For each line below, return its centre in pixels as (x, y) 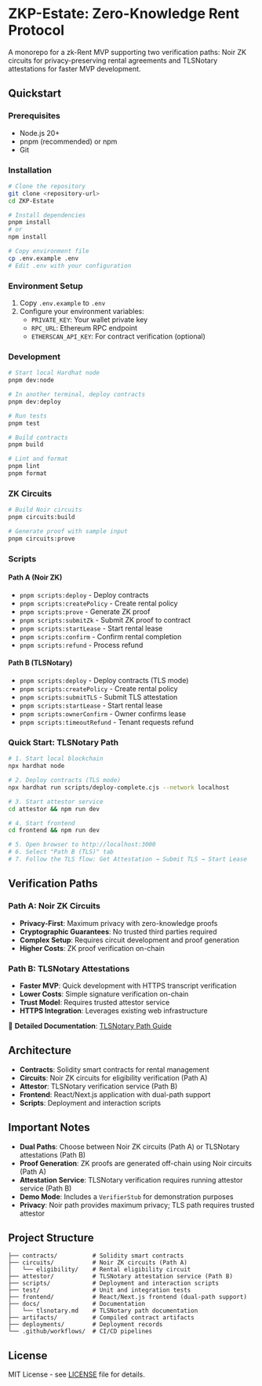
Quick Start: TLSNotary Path (64, 742)
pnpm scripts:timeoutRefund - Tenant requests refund (107, 722)
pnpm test (24, 423)
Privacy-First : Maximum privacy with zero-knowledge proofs (118, 923)
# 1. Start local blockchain (56, 759)
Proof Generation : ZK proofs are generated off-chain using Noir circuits (136, 1163)
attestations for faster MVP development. (75, 68)
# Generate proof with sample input (68, 531)
